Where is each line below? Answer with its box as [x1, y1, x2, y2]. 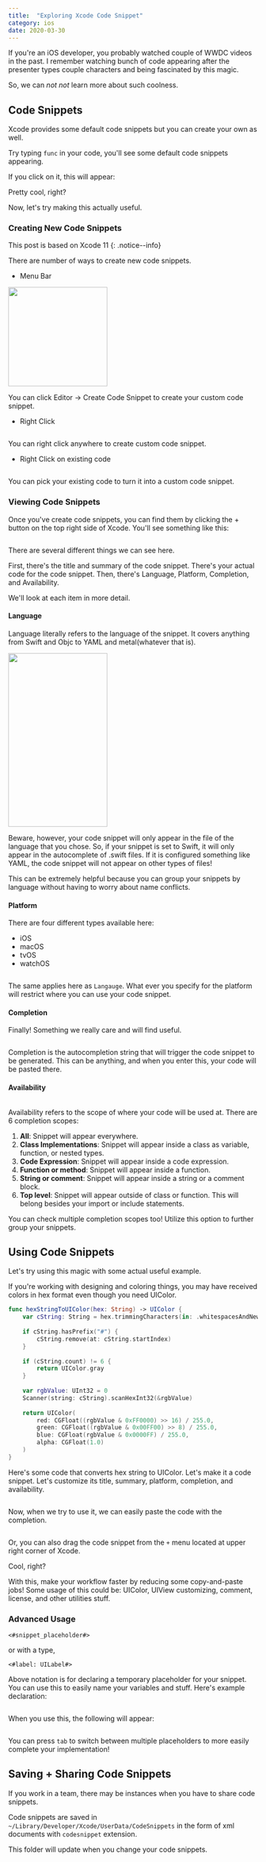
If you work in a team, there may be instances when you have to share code [8, 1788, 256, 1798]
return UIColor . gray [36, 1364, 104, 1373]
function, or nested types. [19, 1148, 104, 1157]
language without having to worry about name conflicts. [8, 882, 191, 891]
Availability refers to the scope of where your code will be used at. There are [8, 1107, 258, 1117]
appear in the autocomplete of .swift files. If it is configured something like [8, 850, 251, 860]
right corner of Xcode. [8, 1545, 81, 1556]
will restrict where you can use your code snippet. [8, 990, 172, 999]
